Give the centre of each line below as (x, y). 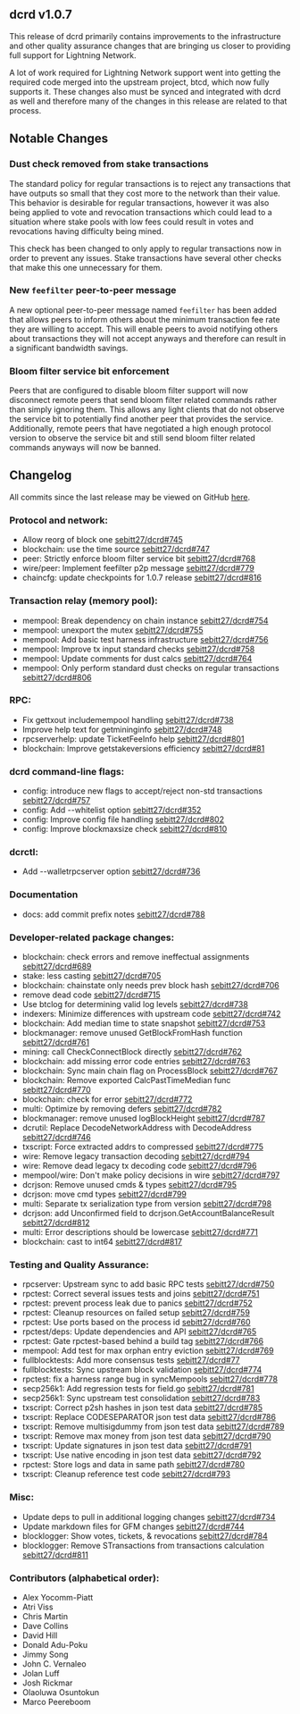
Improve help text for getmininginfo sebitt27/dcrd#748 (122, 729)
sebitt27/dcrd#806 (57, 677)
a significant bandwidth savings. (69, 348)
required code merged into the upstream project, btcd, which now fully (139, 82)
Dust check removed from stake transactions (109, 164)
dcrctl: (24, 853)
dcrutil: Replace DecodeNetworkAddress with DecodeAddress (137, 1127)
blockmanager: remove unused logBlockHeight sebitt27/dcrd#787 (144, 1118)
